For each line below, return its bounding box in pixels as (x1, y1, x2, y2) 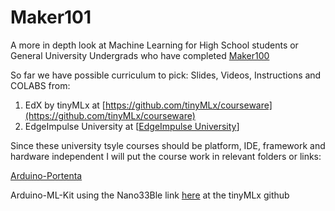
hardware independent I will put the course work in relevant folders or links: (10, 150, 322, 162)
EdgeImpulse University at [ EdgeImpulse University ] (24, 120, 240, 132)
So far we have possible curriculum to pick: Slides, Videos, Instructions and (10, 69, 322, 81)
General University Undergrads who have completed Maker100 (10, 49, 270, 61)
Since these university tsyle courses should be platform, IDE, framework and (10, 139, 326, 151)
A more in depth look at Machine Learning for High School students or (10, 39, 299, 51)
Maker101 (10, 6, 92, 29)
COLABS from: (10, 79, 71, 91)
